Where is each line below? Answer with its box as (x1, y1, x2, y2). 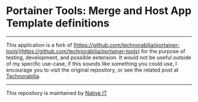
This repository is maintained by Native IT (6, 89, 107, 96)
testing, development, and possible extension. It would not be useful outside (6, 54, 192, 61)
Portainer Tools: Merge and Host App (6, 4, 192, 18)
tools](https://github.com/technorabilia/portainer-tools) (6, 47, 140, 55)
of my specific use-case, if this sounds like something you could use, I (6, 60, 177, 67)
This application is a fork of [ (6, 41, 75, 48)
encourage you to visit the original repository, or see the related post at (6, 66, 179, 73)
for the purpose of (141, 47, 186, 55)
